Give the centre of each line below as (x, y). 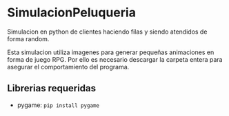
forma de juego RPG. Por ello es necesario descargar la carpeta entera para (115, 59)
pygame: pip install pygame (58, 105)
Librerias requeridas (52, 88)
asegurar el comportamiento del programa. (68, 67)
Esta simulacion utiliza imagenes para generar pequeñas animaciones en (111, 52)
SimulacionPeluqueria (72, 13)
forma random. (28, 38)
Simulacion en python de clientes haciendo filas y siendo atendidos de (107, 32)
